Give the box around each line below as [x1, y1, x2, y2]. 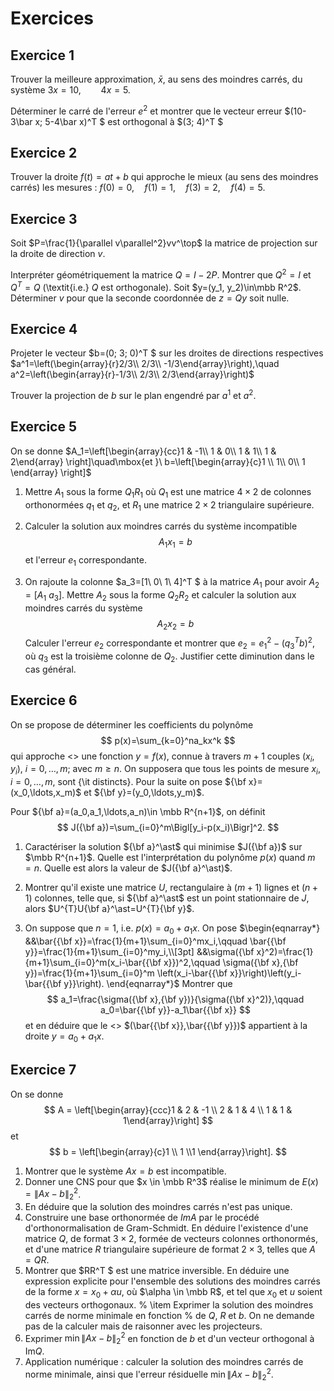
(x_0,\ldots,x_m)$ [10, 787, 82, 799]
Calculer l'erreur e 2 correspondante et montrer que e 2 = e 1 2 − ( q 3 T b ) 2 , [24, 635, 315, 651]
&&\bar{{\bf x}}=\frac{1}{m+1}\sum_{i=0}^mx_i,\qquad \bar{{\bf [24, 935, 287, 947]
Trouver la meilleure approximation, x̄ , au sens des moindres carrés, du [10, 73, 303, 85]
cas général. [24, 663, 77, 675]
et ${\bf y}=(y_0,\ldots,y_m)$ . [83, 787, 205, 799]
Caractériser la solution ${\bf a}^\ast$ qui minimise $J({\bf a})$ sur [24, 841, 303, 853]
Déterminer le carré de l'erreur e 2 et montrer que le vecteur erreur [10, 103, 283, 117]
